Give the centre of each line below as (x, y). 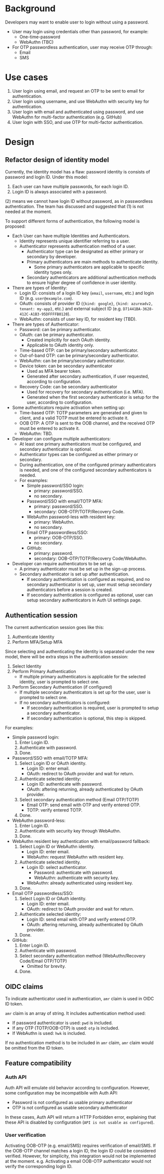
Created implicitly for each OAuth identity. (69, 340)
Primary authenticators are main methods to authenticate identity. (92, 262)
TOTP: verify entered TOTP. (54, 810)
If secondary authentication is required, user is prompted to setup (93, 708)
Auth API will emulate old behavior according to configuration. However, (77, 1088)
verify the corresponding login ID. (39, 1167)
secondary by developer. (52, 256)
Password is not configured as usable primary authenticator (72, 1102)
